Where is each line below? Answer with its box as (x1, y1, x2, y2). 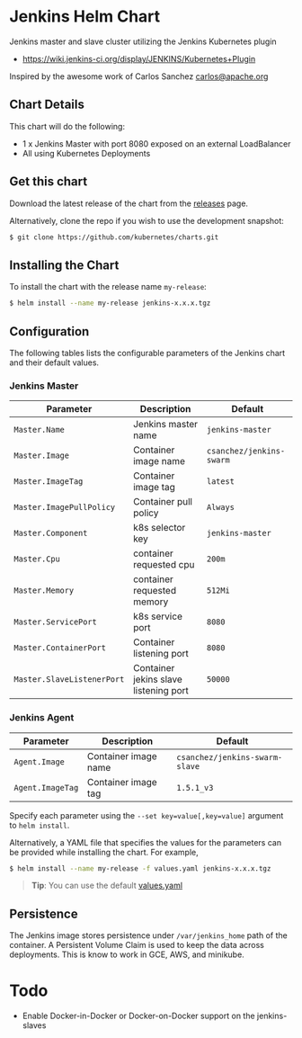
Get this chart (9, 174, 88, 190)
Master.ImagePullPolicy (13, 502, 116, 513)
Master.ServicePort (13, 617, 97, 627)
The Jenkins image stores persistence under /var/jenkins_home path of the (9, 930, 288, 941)
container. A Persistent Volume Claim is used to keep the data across (9, 940, 265, 951)
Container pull (133, 496, 193, 508)
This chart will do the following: (9, 121, 126, 131)
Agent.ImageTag (13, 783, 79, 792)
